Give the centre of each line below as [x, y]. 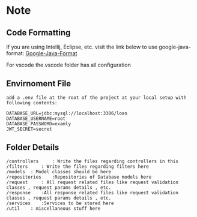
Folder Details [33, 147]
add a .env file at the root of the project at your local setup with [96, 97]
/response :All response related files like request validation [92, 192]
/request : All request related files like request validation [92, 182]
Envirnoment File [39, 84]
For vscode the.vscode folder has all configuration [68, 65]
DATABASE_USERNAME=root [36, 118]
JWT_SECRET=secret [29, 129]
